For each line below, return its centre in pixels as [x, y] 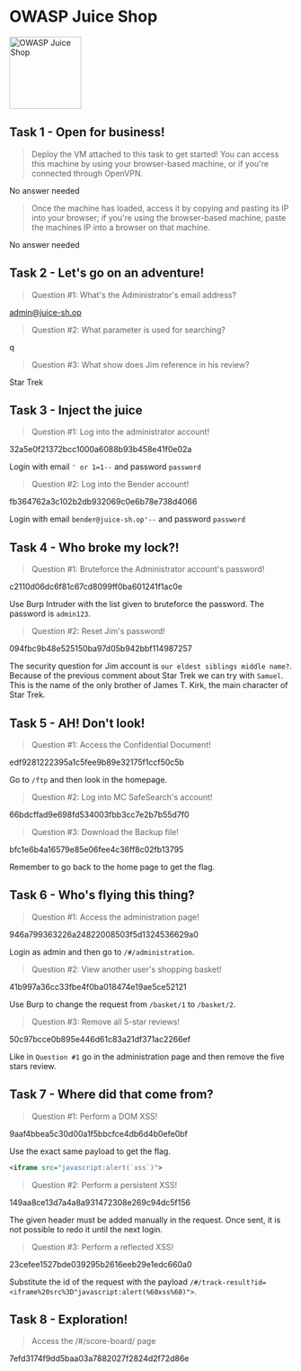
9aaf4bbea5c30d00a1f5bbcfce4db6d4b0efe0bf [99, 1133]
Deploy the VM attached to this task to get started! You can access [155, 154]
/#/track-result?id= [228, 1282]
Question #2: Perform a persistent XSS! [104, 1185]
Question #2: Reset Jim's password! [98, 631]
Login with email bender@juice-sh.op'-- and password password [127, 519]
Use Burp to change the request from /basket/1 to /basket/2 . [123, 1004]
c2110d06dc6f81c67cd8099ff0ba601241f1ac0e [96, 586]
